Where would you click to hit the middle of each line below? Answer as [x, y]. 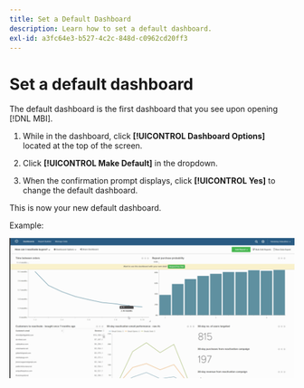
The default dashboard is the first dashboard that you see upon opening [144, 109]
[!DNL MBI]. [31, 118]
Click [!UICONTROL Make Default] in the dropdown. [120, 164]
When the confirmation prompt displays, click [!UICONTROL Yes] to [149, 181]
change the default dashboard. [80, 191]
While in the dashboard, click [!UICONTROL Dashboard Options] [143, 137]
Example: [27, 225]
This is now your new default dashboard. [85, 208]
